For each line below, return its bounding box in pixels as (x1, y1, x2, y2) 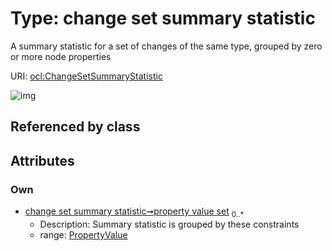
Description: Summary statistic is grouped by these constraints (39, 218, 300, 230)
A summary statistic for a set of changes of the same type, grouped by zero (10, 40, 323, 52)
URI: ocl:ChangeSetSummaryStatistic (10, 70, 163, 82)
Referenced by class (10, 118, 141, 136)
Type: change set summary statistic (10, 7, 316, 30)
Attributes (10, 152, 75, 169)
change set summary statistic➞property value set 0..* (24, 205, 245, 219)
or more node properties (10, 50, 112, 62)
